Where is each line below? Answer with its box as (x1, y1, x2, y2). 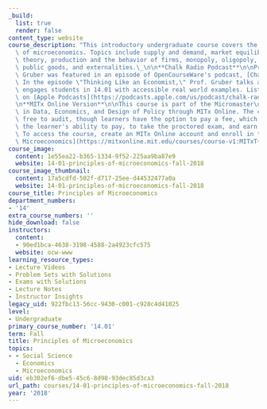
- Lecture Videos (8, 263, 66, 271)
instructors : (8, 226, 52, 235)
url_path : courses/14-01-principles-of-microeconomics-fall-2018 (8, 381, 229, 390)
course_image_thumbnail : (8, 167, 91, 175)
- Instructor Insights (8, 293, 83, 301)
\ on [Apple (15, 93, 56, 101)
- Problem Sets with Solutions (8, 271, 112, 279)
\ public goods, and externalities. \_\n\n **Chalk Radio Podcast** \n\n (15, 64, 254, 72)
